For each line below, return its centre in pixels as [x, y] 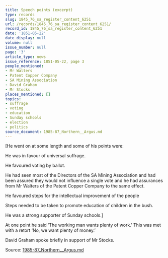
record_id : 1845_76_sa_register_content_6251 [54, 29]
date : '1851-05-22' [26, 33]
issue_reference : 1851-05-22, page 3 [45, 61]
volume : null [19, 43]
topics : [13, 99]
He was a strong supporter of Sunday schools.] [54, 215]
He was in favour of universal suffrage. [46, 156]
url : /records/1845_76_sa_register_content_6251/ [58, 24]
